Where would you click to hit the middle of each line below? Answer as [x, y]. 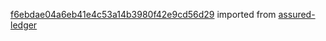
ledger [24, 25]
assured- [297, 14]
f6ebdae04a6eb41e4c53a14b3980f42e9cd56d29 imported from [143, 14]
